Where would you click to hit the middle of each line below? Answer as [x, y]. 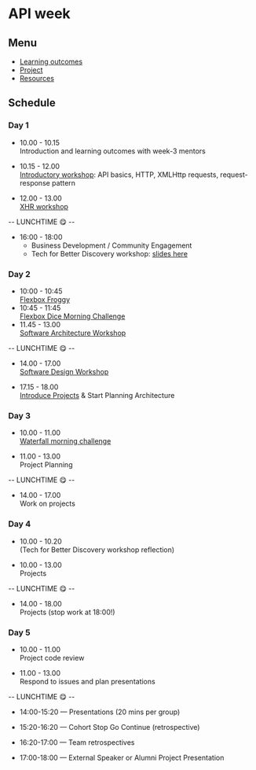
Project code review [52, 658]
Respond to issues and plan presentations [87, 681]
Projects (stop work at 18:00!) [67, 612]
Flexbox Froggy [45, 299]
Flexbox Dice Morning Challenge [72, 316]
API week [39, 14]
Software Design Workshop [64, 371]
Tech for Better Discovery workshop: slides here [110, 253]
